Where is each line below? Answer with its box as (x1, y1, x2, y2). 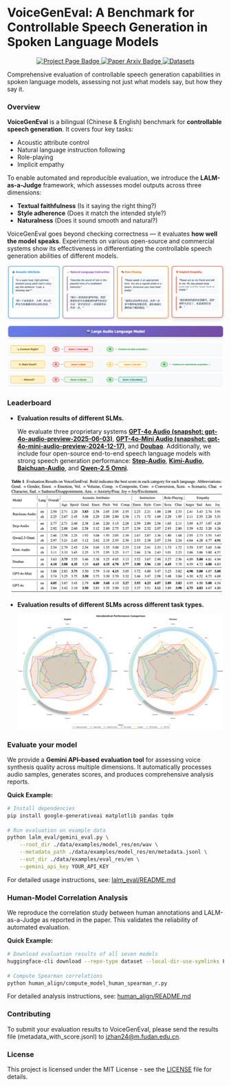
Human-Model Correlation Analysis (7, 892, 129, 902)
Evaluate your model (7, 739, 78, 749)
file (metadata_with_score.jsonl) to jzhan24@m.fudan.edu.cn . (7, 1032, 181, 1041)
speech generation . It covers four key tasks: (7, 125, 134, 134)
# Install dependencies (7, 805, 76, 812)
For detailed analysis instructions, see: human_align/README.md (7, 992, 191, 1001)
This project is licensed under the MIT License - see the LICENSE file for (7, 1065, 212, 1074)
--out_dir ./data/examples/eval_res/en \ (19, 856, 140, 863)
